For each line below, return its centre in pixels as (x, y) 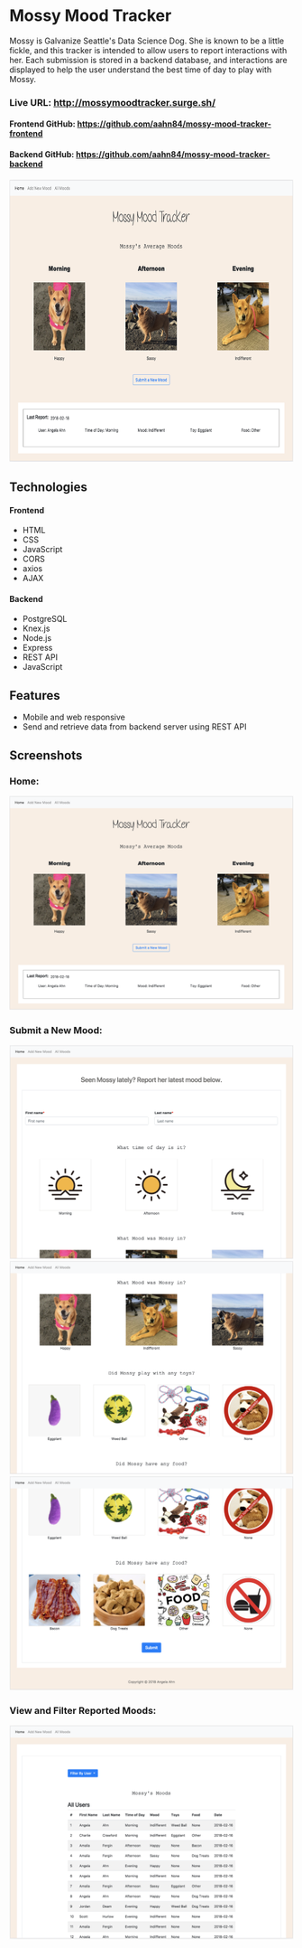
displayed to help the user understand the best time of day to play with (141, 70)
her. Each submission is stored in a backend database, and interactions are (149, 60)
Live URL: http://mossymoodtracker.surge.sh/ (113, 102)
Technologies (49, 488)
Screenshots (46, 755)
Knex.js (36, 628)
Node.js (37, 638)
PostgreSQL (45, 619)
